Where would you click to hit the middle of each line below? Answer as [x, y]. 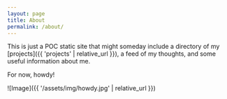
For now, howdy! [31, 75]
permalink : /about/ [36, 26]
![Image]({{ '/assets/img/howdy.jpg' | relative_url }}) [81, 89]
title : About [26, 20]
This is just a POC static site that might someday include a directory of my [113, 47]
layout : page [26, 14]
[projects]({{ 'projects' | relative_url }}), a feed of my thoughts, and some [112, 54]
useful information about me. [49, 61]
